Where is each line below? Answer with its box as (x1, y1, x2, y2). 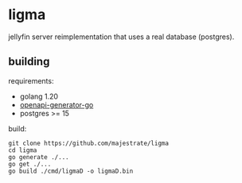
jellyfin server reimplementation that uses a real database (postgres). (8, 32, 235, 41)
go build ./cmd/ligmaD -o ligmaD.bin (8, 167, 134, 175)
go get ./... (8, 160, 52, 168)
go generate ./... (8, 153, 69, 161)
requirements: (8, 76, 54, 85)
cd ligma (8, 146, 37, 154)
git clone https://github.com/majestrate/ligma (8, 139, 170, 147)
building (8, 55, 50, 68)
